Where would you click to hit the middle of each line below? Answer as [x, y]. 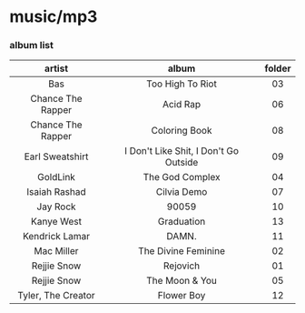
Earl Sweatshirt [56, 156]
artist [56, 68]
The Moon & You [182, 281]
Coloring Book [182, 131]
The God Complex [182, 177]
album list [32, 45]
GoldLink [56, 177]
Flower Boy [182, 296]
